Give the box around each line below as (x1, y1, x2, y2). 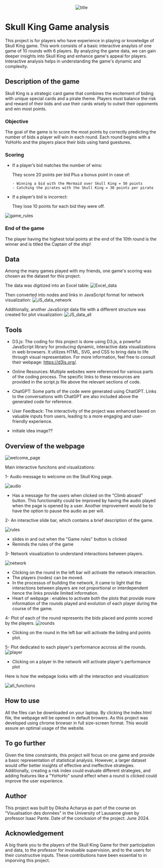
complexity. (5, 63, 28, 69)
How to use (5, 697, 40, 705)
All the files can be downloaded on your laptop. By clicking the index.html (5, 709, 152, 716)
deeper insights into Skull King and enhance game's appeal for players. (5, 53, 147, 59)
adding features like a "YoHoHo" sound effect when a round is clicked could (5, 772, 157, 779)
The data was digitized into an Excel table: (5, 283, 90, 288)
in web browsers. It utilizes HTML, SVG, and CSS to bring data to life (12, 349, 149, 355)
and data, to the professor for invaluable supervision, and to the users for (5, 847, 151, 853)
